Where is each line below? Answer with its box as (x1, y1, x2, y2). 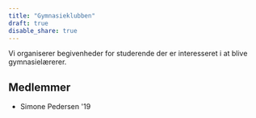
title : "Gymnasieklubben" (8, 11, 95, 20)
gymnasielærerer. (8, 57, 67, 67)
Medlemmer (8, 80, 71, 94)
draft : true (8, 19, 48, 27)
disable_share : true (8, 26, 78, 35)
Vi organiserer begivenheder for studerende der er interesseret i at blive (8, 49, 248, 59)
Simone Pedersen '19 (19, 102, 91, 112)
